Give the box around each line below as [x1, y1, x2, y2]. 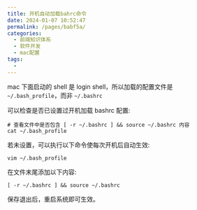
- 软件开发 [13, 43, 41, 50]
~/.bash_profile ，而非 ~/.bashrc [7, 91, 103, 99]
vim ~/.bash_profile [7, 155, 68, 162]
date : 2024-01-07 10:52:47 [7, 17, 86, 24]
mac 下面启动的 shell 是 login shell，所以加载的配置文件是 [7, 82, 173, 91]
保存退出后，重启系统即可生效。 [7, 195, 99, 203]
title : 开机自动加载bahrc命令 [7, 10, 87, 17]
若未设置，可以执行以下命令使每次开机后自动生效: [7, 141, 150, 149]
